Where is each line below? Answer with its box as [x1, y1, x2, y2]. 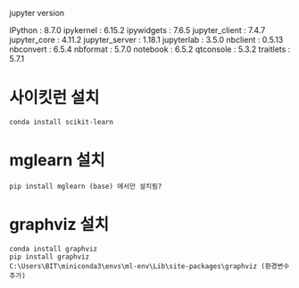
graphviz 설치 [9, 215, 110, 235]
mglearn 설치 [9, 150, 105, 171]
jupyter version [9, 8, 65, 18]
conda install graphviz [9, 244, 98, 253]
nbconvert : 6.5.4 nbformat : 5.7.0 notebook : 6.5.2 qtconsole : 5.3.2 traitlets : [9, 44, 291, 55]
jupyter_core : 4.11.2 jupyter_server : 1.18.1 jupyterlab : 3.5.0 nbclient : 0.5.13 [9, 35, 284, 45]
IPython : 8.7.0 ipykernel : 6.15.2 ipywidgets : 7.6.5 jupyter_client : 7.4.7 [9, 25, 266, 35]
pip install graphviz [9, 252, 90, 261]
